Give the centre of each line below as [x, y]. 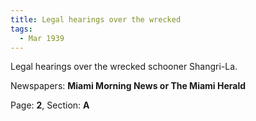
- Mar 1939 [42, 38]
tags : [21, 29]
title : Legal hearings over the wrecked [96, 19]
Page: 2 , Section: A [50, 105]
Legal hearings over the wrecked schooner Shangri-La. [124, 67]
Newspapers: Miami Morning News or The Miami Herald [128, 86]
